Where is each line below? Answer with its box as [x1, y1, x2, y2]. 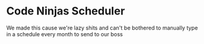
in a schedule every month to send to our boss [6, 30, 123, 37]
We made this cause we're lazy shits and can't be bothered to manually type [6, 24, 198, 31]
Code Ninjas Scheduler [6, 4, 125, 18]
